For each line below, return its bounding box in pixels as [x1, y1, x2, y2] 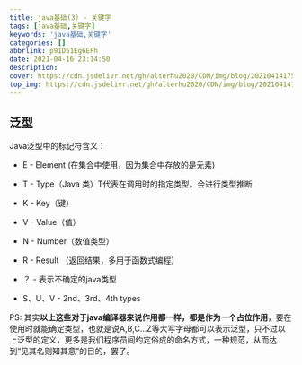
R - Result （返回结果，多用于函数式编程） [22, 255, 180, 265]
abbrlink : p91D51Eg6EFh [9, 47, 99, 56]
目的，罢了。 [86, 346, 135, 357]
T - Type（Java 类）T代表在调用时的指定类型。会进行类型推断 [22, 178, 253, 189]
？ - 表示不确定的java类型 [22, 274, 117, 285]
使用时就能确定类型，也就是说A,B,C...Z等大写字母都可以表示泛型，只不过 [9, 324, 279, 335]
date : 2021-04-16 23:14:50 [9, 55, 111, 64]
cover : [9, 72, 34, 81]
